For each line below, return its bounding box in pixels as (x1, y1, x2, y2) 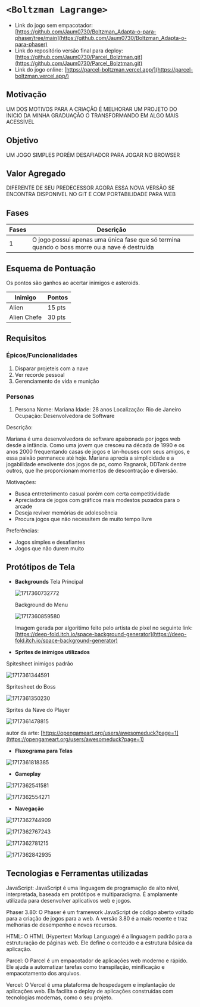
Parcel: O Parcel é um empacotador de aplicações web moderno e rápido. (6, 957, 188, 964)
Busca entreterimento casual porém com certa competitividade (14, 490, 170, 497)
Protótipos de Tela (6, 562, 76, 572)
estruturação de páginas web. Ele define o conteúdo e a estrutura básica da (6, 939, 193, 946)
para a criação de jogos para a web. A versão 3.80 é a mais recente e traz (6, 915, 187, 922)
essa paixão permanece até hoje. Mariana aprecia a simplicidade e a (6, 454, 174, 461)
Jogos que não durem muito (14, 544, 85, 552)
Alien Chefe (9, 313, 42, 321)
